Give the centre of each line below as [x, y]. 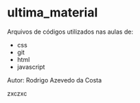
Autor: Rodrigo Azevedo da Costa [55, 80]
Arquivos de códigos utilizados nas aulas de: [70, 32]
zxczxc [17, 93]
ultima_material [52, 13]
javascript [31, 67]
